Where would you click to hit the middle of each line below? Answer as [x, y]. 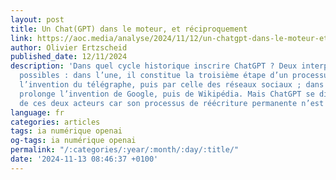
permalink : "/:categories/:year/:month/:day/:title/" [125, 150]
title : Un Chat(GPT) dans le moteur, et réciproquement [129, 29]
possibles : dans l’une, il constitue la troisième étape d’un [153, 76]
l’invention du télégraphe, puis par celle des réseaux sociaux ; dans [172, 85]
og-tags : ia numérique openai [73, 141]
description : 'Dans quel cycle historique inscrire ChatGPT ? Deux [154, 66]
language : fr [37, 112]
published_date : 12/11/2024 [69, 57]
